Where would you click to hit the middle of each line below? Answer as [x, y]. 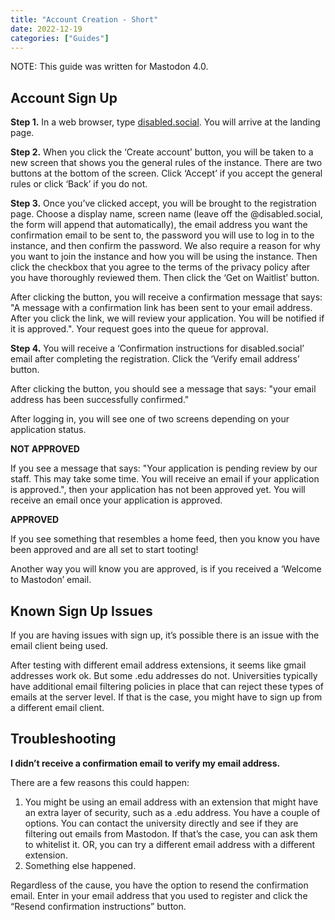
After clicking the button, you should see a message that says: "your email [163, 389]
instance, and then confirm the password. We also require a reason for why [165, 246]
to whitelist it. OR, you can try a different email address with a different [170, 844]
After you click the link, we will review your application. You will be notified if [167, 318]
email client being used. [59, 645]
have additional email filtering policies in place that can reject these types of [167, 686]
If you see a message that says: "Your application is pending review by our [164, 468]
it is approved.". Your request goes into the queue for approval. [139, 329]
